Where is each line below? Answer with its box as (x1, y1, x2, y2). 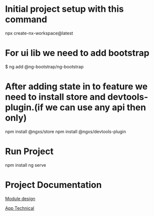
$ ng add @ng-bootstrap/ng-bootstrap (5, 63, 84, 69)
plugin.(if (5, 102, 44, 113)
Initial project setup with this (5, 3, 124, 15)
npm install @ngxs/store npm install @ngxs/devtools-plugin (5, 128, 126, 134)
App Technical (5, 205, 34, 211)
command (5, 14, 48, 25)
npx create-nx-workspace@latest (5, 30, 73, 36)
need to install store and (5, 92, 106, 103)
